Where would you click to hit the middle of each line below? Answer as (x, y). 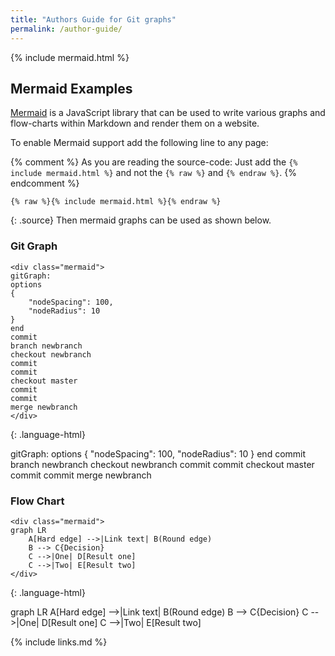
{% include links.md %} (59, 642)
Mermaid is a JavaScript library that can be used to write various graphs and (168, 113)
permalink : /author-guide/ (66, 29)
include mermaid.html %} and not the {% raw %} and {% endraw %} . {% (154, 173)
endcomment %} (45, 183)
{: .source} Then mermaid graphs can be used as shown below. (141, 220)
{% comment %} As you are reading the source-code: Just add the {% (154, 162)
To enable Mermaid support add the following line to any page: (139, 143)
